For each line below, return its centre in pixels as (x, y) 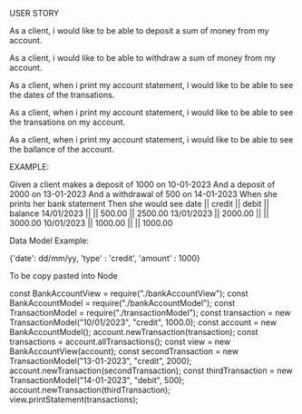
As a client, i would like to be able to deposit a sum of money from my (139, 30)
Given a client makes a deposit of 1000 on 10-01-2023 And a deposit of (142, 184)
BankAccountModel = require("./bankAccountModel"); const (122, 303)
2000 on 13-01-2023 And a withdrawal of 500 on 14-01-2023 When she (144, 194)
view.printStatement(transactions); (74, 399)
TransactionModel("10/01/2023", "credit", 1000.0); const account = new (143, 322)
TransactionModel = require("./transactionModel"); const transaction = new (151, 313)
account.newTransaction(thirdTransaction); (90, 390)
